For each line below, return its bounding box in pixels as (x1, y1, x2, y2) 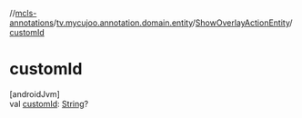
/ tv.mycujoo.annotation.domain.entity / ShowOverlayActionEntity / (53, 17, 293, 28)
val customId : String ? (9, 98, 89, 109)
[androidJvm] (9, 88, 61, 99)
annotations (9, 17, 55, 28)
